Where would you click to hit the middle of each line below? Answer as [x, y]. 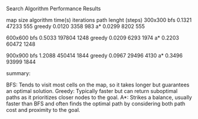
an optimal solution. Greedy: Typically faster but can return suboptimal [92, 91]
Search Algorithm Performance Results [54, 9]
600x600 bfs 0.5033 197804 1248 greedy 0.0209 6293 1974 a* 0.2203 [92, 38]
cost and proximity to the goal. [43, 110]
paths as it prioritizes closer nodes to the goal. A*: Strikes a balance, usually [99, 97]
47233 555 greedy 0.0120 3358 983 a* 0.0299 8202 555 [76, 26]
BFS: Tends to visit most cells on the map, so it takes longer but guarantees [98, 85]
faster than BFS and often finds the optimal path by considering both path [96, 104]
